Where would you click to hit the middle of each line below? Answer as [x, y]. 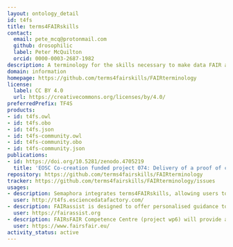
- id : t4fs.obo [29, 123]
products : [21, 110]
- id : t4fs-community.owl [44, 136]
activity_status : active [43, 232]
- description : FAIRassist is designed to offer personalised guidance [113, 207]
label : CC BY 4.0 [38, 91]
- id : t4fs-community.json [46, 149]
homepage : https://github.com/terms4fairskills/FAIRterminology [102, 78]
